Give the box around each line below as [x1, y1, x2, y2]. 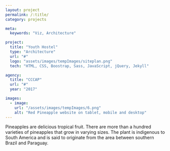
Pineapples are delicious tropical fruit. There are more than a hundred [5, 124, 151, 130]
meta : [5, 26, 17, 31]
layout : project [5, 7, 40, 13]
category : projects [5, 17, 47, 22]
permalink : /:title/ [5, 12, 49, 17]
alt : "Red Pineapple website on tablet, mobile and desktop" [14, 110, 147, 115]
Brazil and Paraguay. [5, 140, 49, 146]
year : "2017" [10, 87, 38, 92]
